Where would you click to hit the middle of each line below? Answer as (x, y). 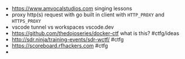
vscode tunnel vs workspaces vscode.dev (63, 27)
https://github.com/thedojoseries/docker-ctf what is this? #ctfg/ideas (95, 33)
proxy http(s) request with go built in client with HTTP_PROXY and (88, 15)
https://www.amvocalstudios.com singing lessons (72, 8)
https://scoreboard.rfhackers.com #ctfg (60, 46)
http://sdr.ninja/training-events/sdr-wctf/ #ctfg (68, 39)
